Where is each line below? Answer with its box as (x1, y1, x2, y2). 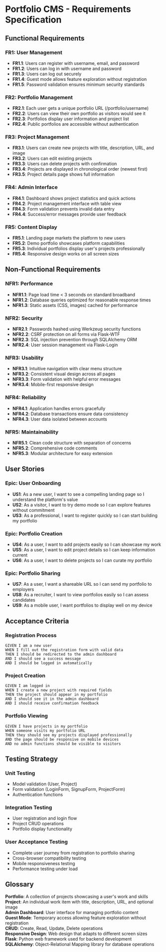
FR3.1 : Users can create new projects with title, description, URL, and (12, 145, 154, 151)
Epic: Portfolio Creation (5, 530, 63, 537)
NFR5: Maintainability (5, 428, 59, 435)
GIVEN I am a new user (5, 643, 52, 648)
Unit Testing (5, 769, 35, 776)
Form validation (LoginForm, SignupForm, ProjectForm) (12, 786, 125, 792)
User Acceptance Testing (5, 838, 68, 845)
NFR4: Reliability (5, 394, 46, 401)
